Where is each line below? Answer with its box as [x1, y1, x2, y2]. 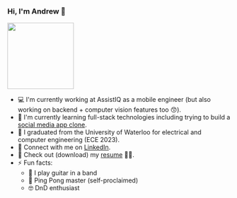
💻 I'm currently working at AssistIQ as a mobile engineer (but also [17, 95, 211, 104]
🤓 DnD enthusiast [28, 184, 80, 192]
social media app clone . [17, 120, 87, 129]
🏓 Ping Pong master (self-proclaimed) [28, 176, 139, 185]
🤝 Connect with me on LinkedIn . [17, 143, 111, 151]
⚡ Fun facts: [17, 158, 53, 167]
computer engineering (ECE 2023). [17, 136, 120, 144]
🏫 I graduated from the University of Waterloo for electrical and [17, 128, 202, 136]
